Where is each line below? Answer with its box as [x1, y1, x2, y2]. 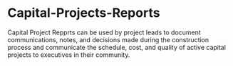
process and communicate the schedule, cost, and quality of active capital [7, 43, 227, 51]
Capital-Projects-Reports [7, 5, 160, 21]
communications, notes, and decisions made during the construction [7, 35, 209, 44]
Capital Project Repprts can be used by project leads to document [7, 28, 201, 37]
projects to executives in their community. [7, 51, 130, 59]
